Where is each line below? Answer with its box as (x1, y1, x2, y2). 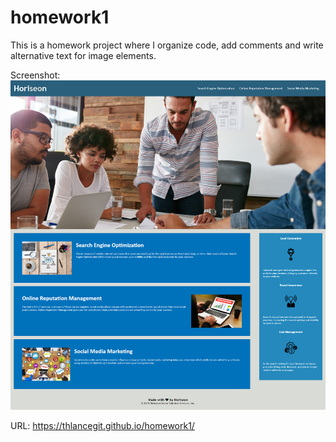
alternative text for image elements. (10, 49, 157, 61)
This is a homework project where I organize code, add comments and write (10, 39, 324, 51)
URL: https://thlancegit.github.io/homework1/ (10, 419, 195, 431)
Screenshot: (10, 69, 61, 81)
